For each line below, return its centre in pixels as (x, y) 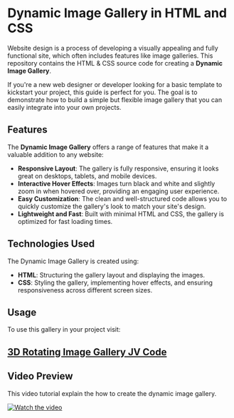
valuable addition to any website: (56, 154)
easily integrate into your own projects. (64, 107)
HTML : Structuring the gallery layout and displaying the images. (111, 275)
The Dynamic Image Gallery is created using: (73, 261)
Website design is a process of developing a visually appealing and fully (113, 48)
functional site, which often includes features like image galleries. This (110, 56)
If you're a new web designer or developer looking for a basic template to (115, 84)
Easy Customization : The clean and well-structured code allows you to (122, 198)
